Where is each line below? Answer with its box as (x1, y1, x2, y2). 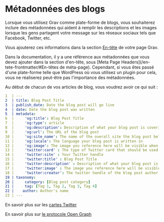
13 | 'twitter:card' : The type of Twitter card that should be (5, 148, 147, 153)
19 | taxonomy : (5, 175, 36, 180)
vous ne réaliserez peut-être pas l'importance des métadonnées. (5, 74, 136, 80)
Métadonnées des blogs (5, 3, 105, 15)
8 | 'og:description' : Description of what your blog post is (5, 125, 145, 130)
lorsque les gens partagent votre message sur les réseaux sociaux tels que (5, 30, 156, 36)
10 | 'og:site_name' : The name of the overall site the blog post (5, 134, 152, 139)
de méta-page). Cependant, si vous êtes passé (59, 64, 154, 70)
